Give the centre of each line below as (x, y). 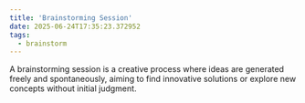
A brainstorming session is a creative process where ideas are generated (147, 69)
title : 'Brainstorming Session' (71, 18)
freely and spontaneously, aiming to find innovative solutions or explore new (153, 79)
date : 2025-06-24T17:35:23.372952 (75, 26)
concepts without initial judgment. (73, 88)
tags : (20, 35)
